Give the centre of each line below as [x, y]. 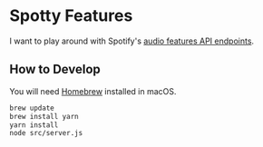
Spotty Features [71, 16]
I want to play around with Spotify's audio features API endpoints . [132, 41]
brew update [32, 108]
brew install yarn [44, 116]
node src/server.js [46, 133]
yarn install [34, 125]
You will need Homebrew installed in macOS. [93, 91]
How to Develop [55, 69]
